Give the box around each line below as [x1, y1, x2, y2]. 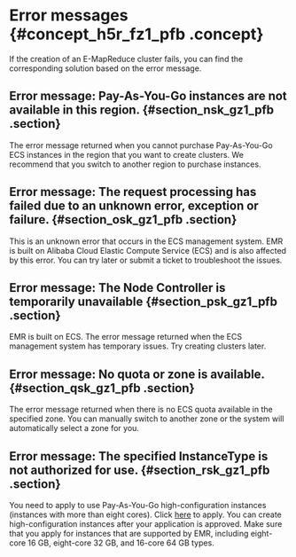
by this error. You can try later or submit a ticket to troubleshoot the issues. [9, 255, 283, 265]
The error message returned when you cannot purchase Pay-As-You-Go [9, 139, 273, 151]
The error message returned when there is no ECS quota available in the [9, 404, 273, 415]
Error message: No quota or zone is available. [9, 366, 265, 381]
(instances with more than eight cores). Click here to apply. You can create [9, 509, 282, 520]
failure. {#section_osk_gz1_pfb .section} [9, 212, 238, 227]
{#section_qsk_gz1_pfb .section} [9, 380, 195, 396]
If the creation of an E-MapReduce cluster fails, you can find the [9, 53, 244, 64]
